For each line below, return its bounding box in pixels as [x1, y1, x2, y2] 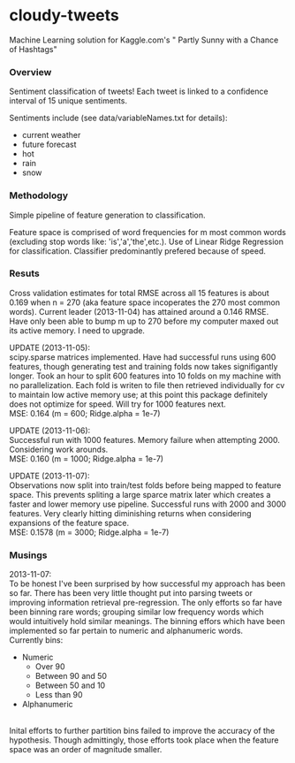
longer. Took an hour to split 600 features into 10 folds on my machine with [9, 370, 282, 381]
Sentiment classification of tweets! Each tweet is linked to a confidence [9, 86, 269, 97]
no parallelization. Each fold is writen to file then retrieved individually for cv [9, 379, 285, 390]
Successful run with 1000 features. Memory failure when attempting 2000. [9, 434, 281, 445]
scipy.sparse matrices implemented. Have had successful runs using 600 [9, 351, 276, 362]
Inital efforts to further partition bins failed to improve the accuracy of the [9, 726, 276, 736]
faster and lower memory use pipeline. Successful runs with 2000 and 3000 [9, 499, 287, 509]
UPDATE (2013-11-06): [9, 425, 91, 436]
